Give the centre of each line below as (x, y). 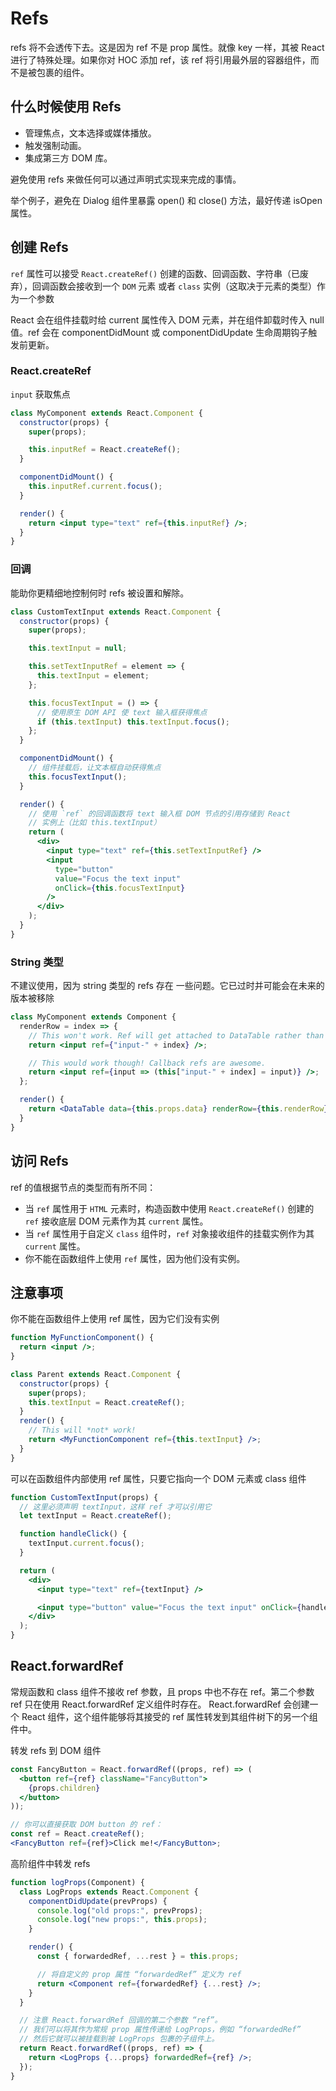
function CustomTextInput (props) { (84, 1497)
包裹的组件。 (63, 72)
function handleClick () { (73, 1534)
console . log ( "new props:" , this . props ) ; (122, 1920)
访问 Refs (39, 1161)
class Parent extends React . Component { (96, 1374)
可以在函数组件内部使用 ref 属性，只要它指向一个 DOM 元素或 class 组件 (158, 1478)
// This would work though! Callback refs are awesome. (147, 1063)
